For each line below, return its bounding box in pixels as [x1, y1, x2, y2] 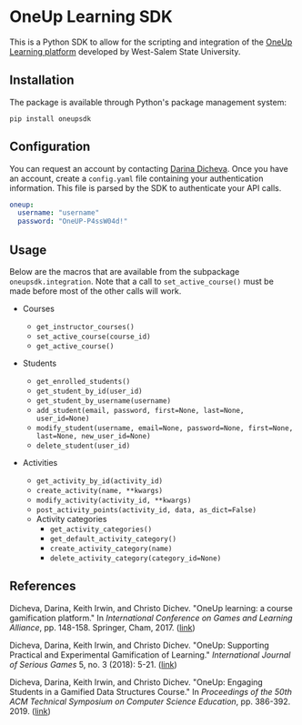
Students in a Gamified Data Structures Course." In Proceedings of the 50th [9, 686, 293, 697]
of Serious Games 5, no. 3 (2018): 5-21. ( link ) [9, 659, 177, 670]
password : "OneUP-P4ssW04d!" [17, 216, 128, 227]
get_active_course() [35, 342, 115, 351]
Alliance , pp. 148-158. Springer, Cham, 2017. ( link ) [9, 621, 196, 633]
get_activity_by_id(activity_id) [35, 477, 164, 486]
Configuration [9, 139, 91, 155]
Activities [22, 458, 58, 468]
